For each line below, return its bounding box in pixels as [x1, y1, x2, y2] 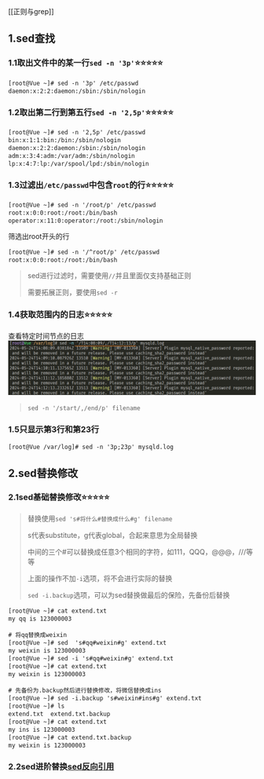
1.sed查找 [8, 32, 56, 46]
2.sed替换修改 [8, 466, 79, 480]
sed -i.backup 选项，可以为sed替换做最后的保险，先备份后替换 [27, 590, 230, 599]
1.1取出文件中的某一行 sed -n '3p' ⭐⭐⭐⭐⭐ [8, 57, 163, 68]
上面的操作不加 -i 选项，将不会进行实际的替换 [27, 573, 173, 583]
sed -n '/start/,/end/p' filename [27, 404, 141, 412]
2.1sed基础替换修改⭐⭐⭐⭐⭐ [8, 492, 110, 503]
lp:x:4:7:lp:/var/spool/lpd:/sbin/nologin [8, 159, 149, 167]
